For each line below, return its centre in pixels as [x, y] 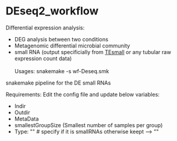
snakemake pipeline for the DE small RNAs [58, 83]
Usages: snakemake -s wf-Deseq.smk [62, 71]
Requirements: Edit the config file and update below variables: [83, 94]
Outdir [22, 112]
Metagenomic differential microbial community [72, 46]
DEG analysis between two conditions [61, 39]
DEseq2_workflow [52, 11]
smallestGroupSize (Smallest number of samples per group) [88, 125]
